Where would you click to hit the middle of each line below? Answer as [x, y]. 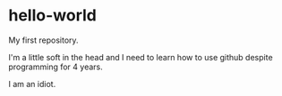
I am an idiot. [32, 84]
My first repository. [43, 40]
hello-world [53, 16]
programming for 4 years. [56, 67]
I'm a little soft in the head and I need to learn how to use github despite [141, 57]
